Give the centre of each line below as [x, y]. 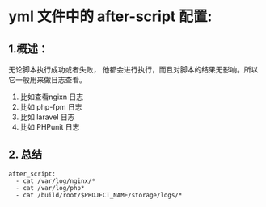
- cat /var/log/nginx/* [55, 181]
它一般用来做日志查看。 [47, 80]
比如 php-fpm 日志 [51, 107]
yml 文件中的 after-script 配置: [110, 17]
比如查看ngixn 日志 [51, 97]
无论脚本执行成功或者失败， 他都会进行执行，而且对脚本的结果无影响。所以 [133, 70]
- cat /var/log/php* [50, 188]
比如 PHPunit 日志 [50, 127]
